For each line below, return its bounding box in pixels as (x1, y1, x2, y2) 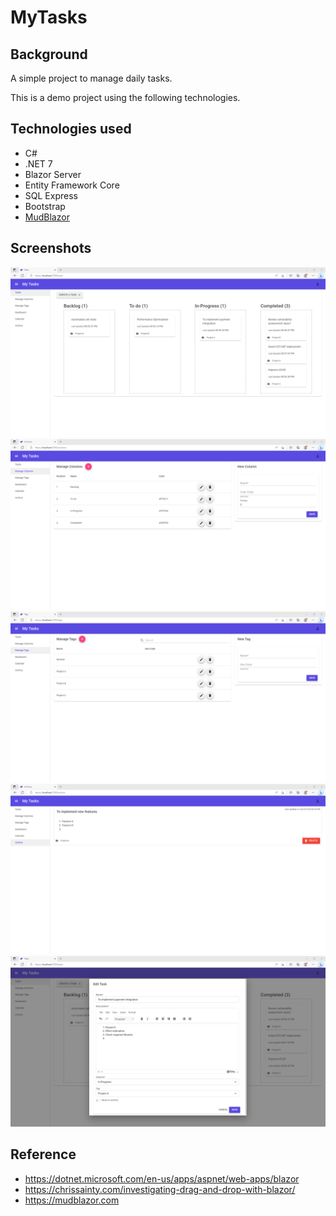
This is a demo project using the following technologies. (10, 92, 241, 103)
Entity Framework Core (24, 179, 120, 191)
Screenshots (10, 240, 92, 257)
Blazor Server (24, 168, 82, 180)
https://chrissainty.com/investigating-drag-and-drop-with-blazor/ (24, 1183, 296, 1195)
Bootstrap (24, 200, 66, 212)
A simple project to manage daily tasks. (10, 72, 173, 84)
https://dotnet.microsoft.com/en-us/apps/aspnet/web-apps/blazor (24, 1172, 300, 1185)
